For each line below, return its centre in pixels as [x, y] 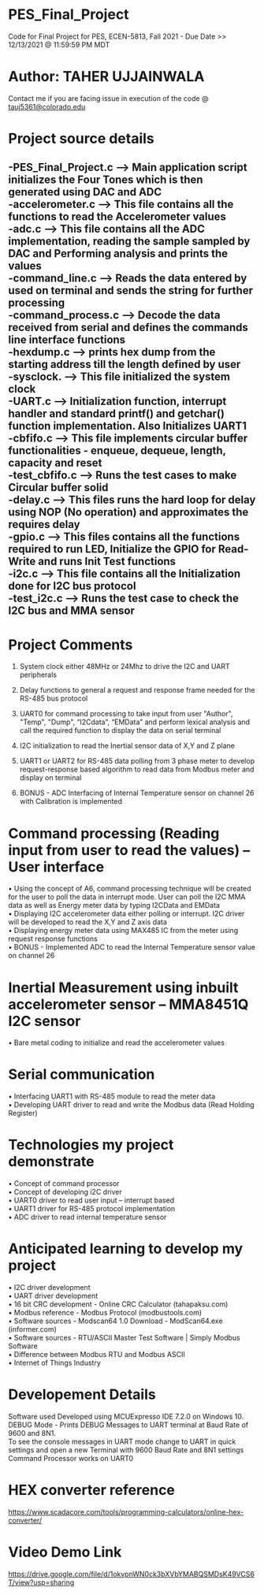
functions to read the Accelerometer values [117, 217]
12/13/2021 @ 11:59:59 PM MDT [59, 44]
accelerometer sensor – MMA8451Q [128, 1004]
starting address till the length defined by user [125, 364]
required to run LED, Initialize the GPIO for [112, 549]
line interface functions [67, 340]
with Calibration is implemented [71, 801]
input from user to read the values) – [129, 850]
